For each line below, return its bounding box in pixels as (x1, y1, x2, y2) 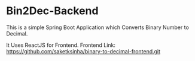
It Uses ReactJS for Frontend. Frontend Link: (6, 41, 115, 49)
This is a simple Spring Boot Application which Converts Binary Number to (6, 24, 190, 31)
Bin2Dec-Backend (6, 4, 99, 18)
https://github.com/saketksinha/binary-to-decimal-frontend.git (6, 47, 160, 54)
